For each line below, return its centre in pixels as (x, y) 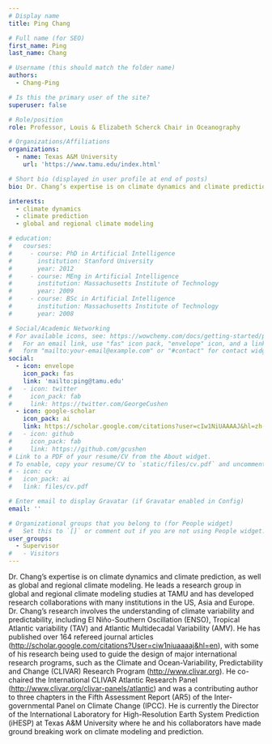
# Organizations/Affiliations (59, 142)
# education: (30, 239)
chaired (21, 680)
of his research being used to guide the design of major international (123, 654)
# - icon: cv (30, 472)
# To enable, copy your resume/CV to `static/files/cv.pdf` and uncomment (137, 464)
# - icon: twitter (43, 389)
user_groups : (30, 539)
